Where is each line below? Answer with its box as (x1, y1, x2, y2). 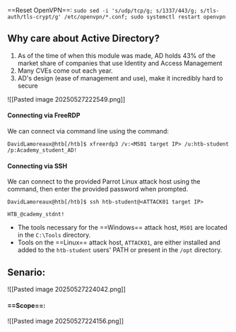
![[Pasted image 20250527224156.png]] (7, 317, 124, 326)
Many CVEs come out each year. (17, 66, 113, 75)
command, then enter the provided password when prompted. (7, 185, 189, 194)
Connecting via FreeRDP (7, 111, 81, 119)
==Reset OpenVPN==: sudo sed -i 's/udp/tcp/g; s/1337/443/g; (7, 6, 198, 14)
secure (17, 81, 38, 90)
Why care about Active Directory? (7, 32, 160, 45)
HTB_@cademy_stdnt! (7, 211, 65, 218)
